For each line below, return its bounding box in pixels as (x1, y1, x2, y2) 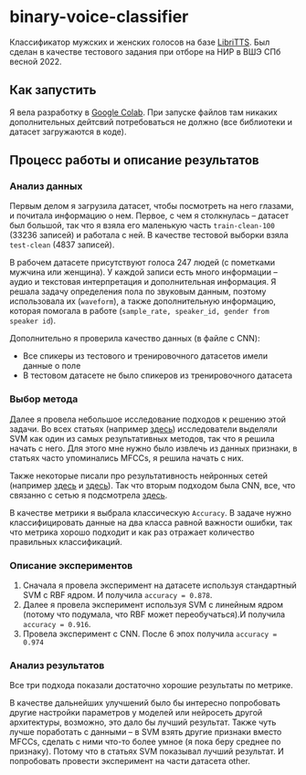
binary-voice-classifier (9, 6, 189, 27)
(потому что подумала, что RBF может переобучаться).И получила (22, 609, 286, 620)
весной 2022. (9, 56, 62, 67)
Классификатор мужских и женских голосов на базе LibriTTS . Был (9, 37, 270, 47)
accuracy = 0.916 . (22, 619, 91, 630)
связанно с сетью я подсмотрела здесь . (9, 489, 168, 500)
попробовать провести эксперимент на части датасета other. (9, 756, 251, 767)
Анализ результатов (9, 659, 105, 672)
